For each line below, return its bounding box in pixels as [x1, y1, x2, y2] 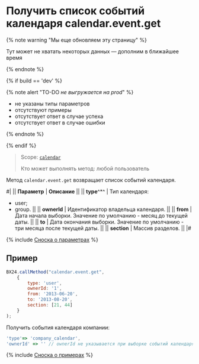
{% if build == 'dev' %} [6, 77, 62, 84]
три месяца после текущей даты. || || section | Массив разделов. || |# [14, 224, 191, 232]
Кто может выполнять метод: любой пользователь [20, 165, 150, 172]
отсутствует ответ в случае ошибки [14, 119, 105, 126]
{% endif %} [6, 142, 37, 149]
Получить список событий [6, 4, 145, 18]
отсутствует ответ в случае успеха [14, 113, 104, 120]
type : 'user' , [27, 280, 62, 286]
